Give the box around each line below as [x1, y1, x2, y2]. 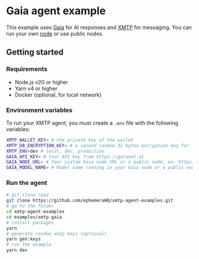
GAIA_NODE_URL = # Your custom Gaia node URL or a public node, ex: [6, 159, 176, 165]
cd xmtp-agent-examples [6, 209, 65, 215]
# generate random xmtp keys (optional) [6, 231, 108, 236]
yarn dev [6, 247, 28, 253]
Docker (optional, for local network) [14, 91, 102, 98]
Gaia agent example [6, 4, 106, 18]
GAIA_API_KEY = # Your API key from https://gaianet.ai [6, 154, 145, 159]
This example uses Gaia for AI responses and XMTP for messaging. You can [6, 24, 192, 31]
